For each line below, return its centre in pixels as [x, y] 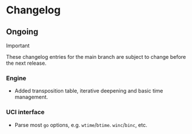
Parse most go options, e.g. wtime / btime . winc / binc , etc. [81, 125]
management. [31, 97]
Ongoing [22, 32]
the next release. [26, 63]
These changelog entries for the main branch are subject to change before [96, 57]
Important [18, 45]
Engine [16, 78]
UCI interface [25, 112]
